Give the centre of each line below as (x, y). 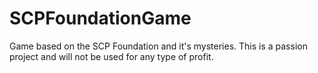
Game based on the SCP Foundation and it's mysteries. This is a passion (158, 46)
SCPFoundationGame (100, 18)
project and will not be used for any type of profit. (111, 56)
